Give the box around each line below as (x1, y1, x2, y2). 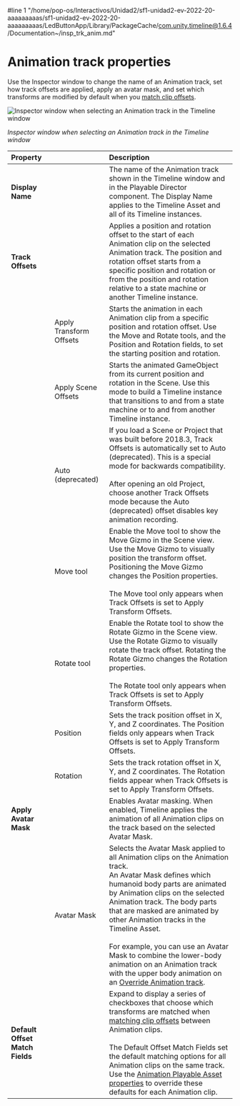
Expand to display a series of (109, 989, 206, 999)
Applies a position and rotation (109, 221, 211, 231)
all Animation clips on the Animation (109, 852, 229, 862)
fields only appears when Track (109, 728, 215, 738)
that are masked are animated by (109, 905, 219, 915)
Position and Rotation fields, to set (109, 339, 224, 349)
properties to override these (109, 1078, 204, 1088)
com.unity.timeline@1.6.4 (158, 21, 232, 29)
